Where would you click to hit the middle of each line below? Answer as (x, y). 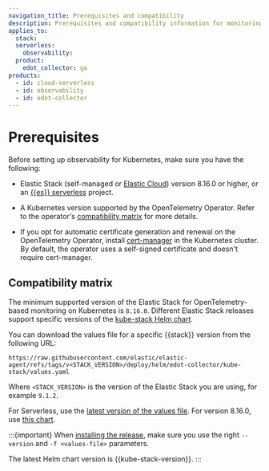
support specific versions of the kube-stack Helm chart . (101, 319)
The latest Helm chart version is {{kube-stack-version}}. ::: (105, 459)
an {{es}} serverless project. (66, 193)
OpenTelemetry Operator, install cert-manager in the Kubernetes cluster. (139, 241)
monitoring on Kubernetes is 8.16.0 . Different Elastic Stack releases (143, 311)
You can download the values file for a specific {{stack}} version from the (129, 335)
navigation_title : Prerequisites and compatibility (96, 16)
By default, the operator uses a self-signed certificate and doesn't (129, 249)
